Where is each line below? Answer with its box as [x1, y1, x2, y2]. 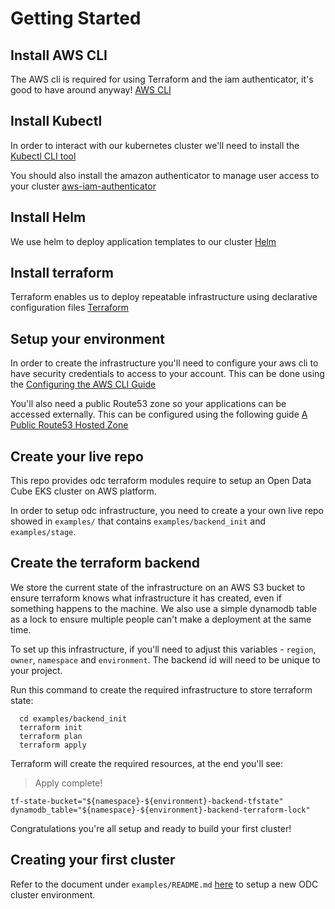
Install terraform [10, 265, 114, 282]
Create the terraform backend [10, 555, 201, 572]
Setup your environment [10, 330, 165, 347]
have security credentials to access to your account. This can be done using [10, 368, 325, 380]
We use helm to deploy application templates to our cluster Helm [10, 235, 277, 247]
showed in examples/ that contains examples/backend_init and [10, 515, 267, 527]
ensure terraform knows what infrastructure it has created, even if [10, 592, 282, 604]
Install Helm [10, 209, 87, 226]
